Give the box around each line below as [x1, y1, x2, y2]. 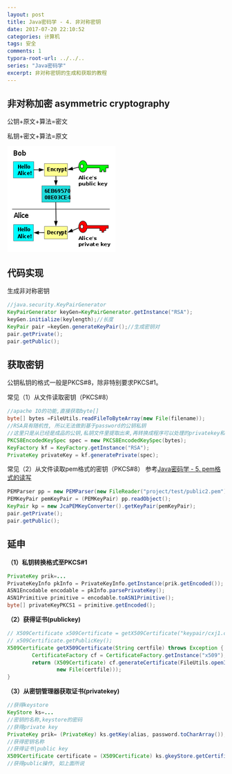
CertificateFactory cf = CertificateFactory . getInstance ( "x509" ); [32, 652, 227, 658]
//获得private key [7, 724, 58, 730]
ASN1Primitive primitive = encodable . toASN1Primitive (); [7, 595, 175, 602]
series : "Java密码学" [7, 62, 66, 69]
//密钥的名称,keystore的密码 [7, 716, 83, 723]
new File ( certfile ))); [56, 666, 122, 674]
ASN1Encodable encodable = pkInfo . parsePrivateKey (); [7, 587, 166, 594]
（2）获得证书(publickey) [7, 616, 81, 623]
